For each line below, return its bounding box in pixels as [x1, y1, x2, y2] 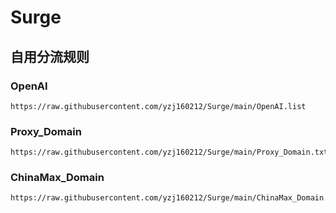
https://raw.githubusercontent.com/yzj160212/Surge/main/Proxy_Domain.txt [10, 147, 329, 158]
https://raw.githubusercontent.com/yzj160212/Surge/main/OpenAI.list [10, 101, 307, 111]
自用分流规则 [10, 48, 90, 65]
